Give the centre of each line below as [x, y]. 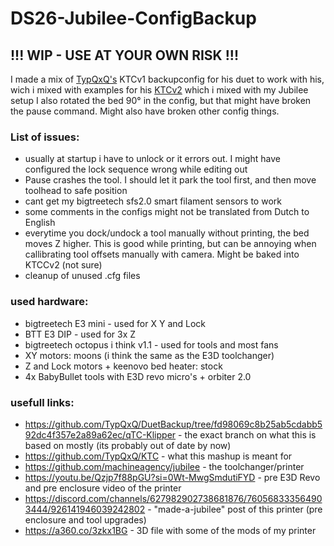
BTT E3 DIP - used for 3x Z [80, 334]
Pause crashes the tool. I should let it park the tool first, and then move [170, 180]
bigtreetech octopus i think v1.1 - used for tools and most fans [151, 344]
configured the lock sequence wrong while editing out [136, 169]
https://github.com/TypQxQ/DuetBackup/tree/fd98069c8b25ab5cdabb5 [173, 424]
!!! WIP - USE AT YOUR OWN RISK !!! [124, 55]
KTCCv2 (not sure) [63, 265]
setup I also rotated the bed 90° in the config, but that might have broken [161, 100]
